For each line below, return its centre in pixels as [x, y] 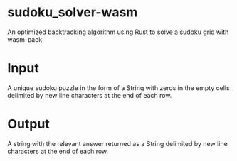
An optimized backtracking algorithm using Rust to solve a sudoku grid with [118, 32]
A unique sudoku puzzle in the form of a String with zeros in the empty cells [118, 88]
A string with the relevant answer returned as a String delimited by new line [117, 143]
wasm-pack [25, 39]
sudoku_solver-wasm [73, 12]
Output [28, 124]
